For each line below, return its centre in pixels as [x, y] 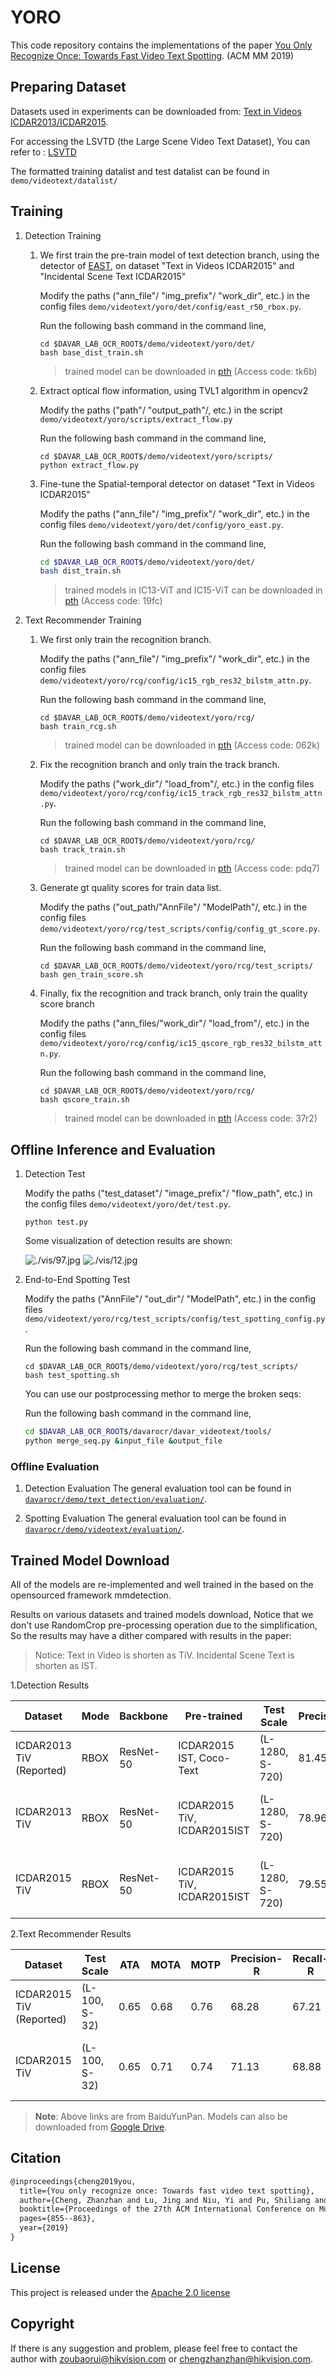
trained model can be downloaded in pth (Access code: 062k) [192, 745]
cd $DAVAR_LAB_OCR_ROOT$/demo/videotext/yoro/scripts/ [156, 456]
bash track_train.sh [82, 850]
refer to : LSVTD [43, 152]
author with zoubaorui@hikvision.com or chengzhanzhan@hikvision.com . [162, 2358]
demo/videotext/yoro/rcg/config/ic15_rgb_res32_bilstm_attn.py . [175, 680]
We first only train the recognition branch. [125, 640]
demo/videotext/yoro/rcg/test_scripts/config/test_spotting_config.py [175, 1319]
